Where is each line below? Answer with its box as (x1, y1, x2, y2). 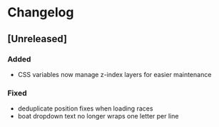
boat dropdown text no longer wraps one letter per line (17, 112, 179, 121)
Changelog (7, 4, 74, 21)
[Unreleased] (7, 33, 68, 45)
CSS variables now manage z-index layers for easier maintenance (17, 70, 212, 78)
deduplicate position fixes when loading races (17, 104, 153, 113)
